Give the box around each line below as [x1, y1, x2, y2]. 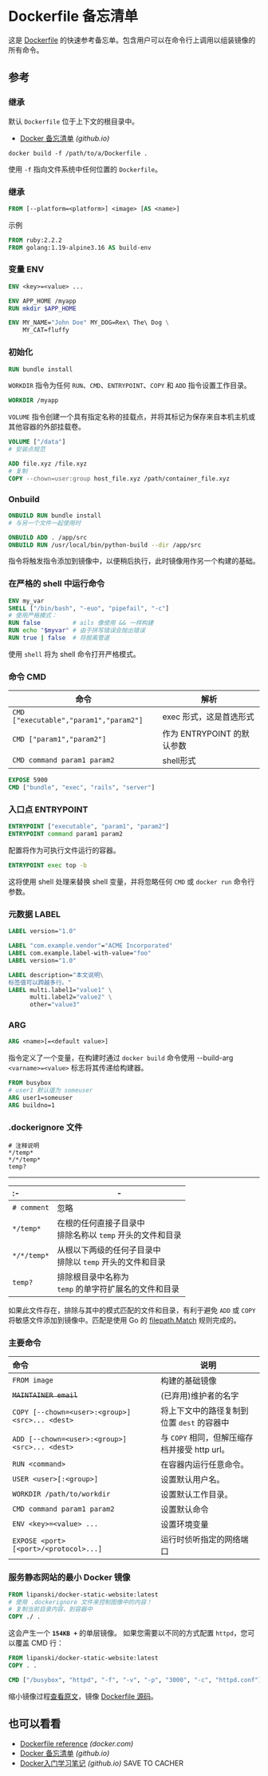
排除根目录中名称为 [57, 1272, 129, 1283]
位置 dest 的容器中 [160, 1418, 230, 1429]
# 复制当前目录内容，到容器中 [8, 1605, 93, 1613]
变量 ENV [8, 264, 45, 275]
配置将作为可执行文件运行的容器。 [8, 845, 120, 855]
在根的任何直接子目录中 [57, 1218, 145, 1229]
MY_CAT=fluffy [22, 326, 69, 334]
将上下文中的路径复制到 [160, 1406, 249, 1417]
